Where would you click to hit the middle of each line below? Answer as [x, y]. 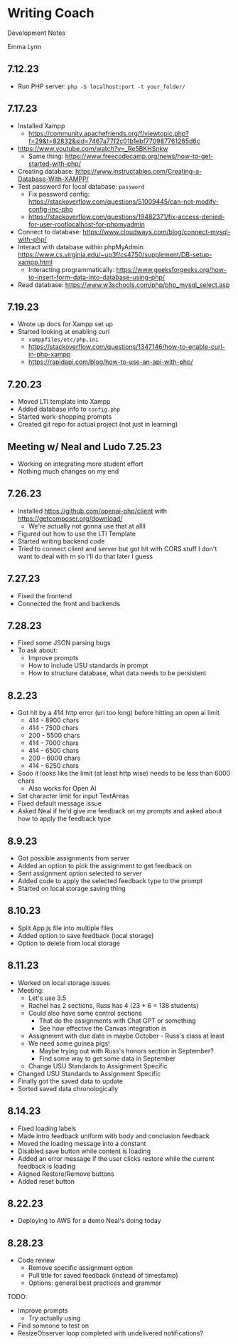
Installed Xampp [41, 125]
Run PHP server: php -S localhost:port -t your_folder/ [102, 86]
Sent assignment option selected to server [80, 873]
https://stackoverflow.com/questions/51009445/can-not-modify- [123, 202]
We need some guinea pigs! [69, 1043]
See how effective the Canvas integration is [103, 1028]
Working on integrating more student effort [80, 464]
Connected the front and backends [69, 603]
